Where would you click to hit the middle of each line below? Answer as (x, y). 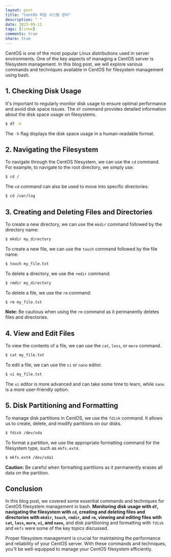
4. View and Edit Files (40, 333)
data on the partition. (27, 472)
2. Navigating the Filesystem (52, 149)
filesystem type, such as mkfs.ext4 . (43, 448)
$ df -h (14, 123)
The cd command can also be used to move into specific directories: (77, 187)
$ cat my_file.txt (25, 355)
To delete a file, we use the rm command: (48, 293)
